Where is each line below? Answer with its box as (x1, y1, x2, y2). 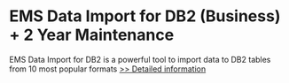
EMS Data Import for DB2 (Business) (9, 6, 281, 26)
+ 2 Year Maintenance (9, 25, 175, 45)
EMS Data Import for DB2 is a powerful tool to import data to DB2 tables (9, 54, 271, 64)
